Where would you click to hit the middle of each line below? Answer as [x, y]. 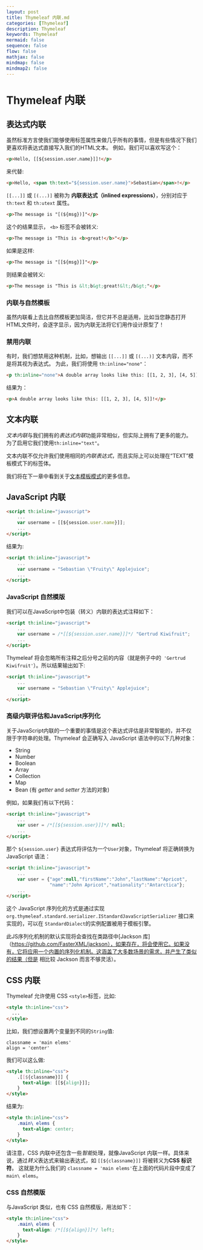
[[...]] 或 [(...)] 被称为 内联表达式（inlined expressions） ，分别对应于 [97, 195]
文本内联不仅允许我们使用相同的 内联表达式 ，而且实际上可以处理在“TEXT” [97, 455]
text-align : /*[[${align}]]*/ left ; [68, 1230]
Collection [27, 776]
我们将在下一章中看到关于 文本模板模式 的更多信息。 [70, 476]
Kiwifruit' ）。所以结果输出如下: [46, 665]
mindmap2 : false [27, 68]
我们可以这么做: [26, 1060]
